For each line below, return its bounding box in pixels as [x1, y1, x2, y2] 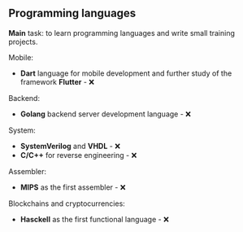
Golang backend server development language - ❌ [20, 109, 191, 119]
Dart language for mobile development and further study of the [20, 68, 232, 78]
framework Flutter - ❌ [20, 77, 95, 86]
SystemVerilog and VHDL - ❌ [20, 141, 120, 151]
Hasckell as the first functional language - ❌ [20, 214, 169, 224]
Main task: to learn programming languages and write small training [8, 28, 236, 37]
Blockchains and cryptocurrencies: [8, 199, 126, 208]
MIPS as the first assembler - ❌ [20, 182, 126, 192]
